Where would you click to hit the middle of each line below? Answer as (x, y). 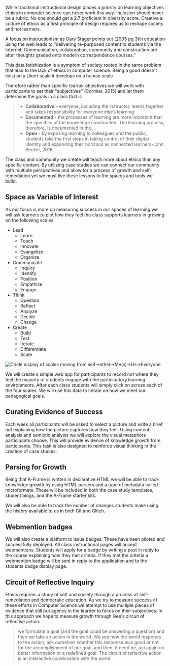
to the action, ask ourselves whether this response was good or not (88, 642)
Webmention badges (39, 527)
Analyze (29, 311)
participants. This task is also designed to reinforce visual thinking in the (81, 446)
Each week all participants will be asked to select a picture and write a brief (84, 424)
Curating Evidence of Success (54, 412)
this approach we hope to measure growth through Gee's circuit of (75, 616)
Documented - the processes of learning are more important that (94, 117)
